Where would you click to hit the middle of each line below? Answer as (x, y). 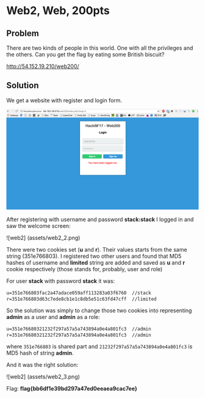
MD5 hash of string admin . (40, 353)
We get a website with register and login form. (64, 100)
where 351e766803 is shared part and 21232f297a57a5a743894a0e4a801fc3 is (99, 346)
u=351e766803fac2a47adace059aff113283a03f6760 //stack (79, 293)
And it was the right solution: (42, 364)
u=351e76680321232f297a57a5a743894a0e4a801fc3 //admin (79, 329)
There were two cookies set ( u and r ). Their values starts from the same (97, 249)
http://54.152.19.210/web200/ (43, 66)
